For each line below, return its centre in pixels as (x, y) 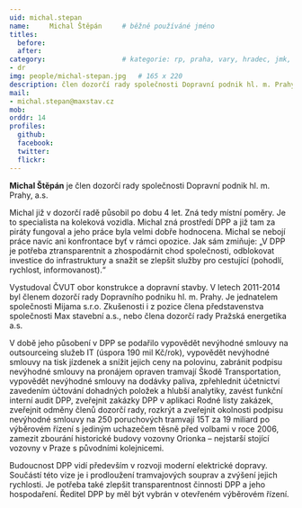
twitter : (34, 151)
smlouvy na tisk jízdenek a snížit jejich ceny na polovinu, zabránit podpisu (146, 361)
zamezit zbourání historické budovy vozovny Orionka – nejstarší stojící (139, 438)
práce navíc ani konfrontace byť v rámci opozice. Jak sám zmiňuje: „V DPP (147, 241)
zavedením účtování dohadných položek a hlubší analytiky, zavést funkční (146, 390)
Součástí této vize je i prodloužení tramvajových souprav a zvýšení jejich (143, 475)
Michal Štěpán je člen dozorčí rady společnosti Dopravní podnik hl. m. (140, 185)
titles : (24, 34)
